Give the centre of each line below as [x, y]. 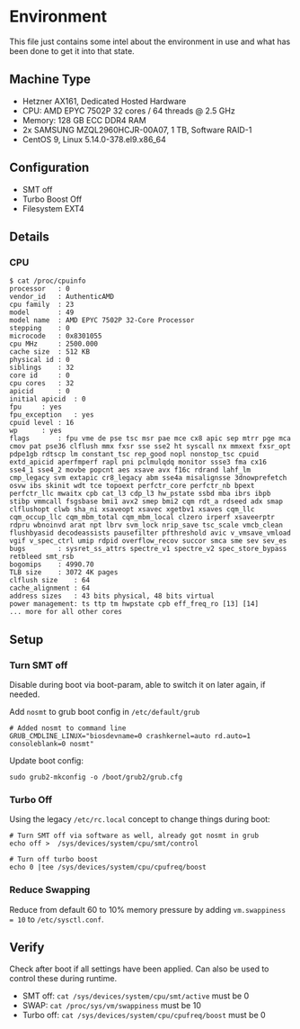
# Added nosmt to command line [68, 728]
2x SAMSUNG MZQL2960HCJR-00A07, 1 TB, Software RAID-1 [137, 130]
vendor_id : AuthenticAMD [62, 297]
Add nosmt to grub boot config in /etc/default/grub [105, 711]
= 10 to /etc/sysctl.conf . [57, 919]
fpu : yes [36, 407]
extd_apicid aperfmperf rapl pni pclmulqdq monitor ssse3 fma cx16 [138, 462]
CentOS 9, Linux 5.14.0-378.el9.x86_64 [94, 139]
